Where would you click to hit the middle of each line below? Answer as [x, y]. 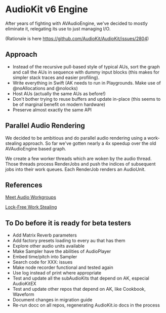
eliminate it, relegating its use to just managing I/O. [58, 28]
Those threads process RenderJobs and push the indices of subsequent [80, 164]
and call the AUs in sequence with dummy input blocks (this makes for [86, 72]
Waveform [23, 294]
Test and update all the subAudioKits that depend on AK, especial [81, 278]
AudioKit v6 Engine [47, 9]
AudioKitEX [24, 284]
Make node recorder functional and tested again [63, 267]
